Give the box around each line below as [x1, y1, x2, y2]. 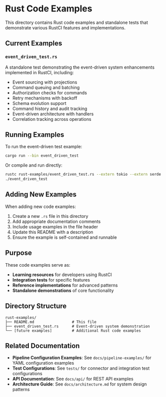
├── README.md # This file [5, 319, 97, 324]
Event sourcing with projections [12, 79, 78, 85]
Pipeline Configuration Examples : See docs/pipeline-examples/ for [12, 355, 152, 361]
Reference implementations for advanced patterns [12, 282, 118, 288]
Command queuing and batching [12, 84, 80, 90]
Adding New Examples [5, 190, 77, 199]
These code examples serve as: [5, 262, 71, 268]
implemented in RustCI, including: [5, 69, 74, 75]
